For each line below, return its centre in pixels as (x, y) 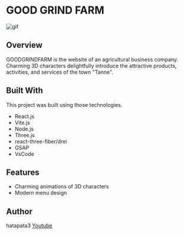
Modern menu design (41, 193)
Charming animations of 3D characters (62, 187)
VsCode (24, 154)
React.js (24, 116)
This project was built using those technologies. (64, 105)
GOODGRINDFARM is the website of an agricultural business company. (92, 59)
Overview (24, 45)
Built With (24, 91)
